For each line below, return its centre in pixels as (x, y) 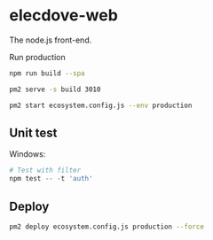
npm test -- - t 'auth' (51, 179)
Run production (37, 57)
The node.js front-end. (51, 40)
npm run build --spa (47, 73)
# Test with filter (45, 170)
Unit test (33, 132)
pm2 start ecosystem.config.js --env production (101, 105)
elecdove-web (63, 15)
